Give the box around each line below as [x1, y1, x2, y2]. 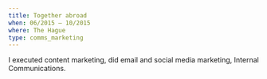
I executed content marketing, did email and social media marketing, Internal [8, 55, 259, 65]
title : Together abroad [8, 11, 88, 20]
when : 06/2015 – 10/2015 [8, 19, 91, 27]
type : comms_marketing [8, 33, 84, 42]
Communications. [8, 64, 66, 73]
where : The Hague [8, 26, 66, 34]
